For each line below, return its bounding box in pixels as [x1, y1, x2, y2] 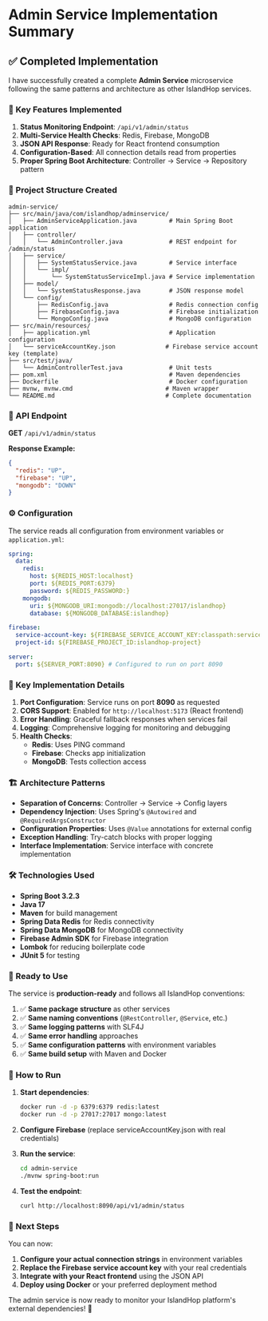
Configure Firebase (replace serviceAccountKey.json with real [19, 1125, 226, 1135]
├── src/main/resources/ [8, 321, 91, 329]
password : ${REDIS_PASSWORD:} [29, 587, 130, 595]
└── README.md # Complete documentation [8, 392, 251, 400]
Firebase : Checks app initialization [31, 749, 146, 758]
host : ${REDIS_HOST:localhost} [29, 572, 134, 580]
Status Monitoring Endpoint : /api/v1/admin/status [19, 122, 189, 132]
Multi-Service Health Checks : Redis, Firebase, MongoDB [19, 130, 210, 141]
